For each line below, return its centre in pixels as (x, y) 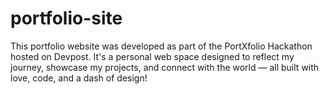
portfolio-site (66, 18)
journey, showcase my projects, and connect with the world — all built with (165, 67)
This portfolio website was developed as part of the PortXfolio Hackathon (161, 46)
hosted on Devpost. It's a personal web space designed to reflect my (152, 56)
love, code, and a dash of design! (79, 78)
